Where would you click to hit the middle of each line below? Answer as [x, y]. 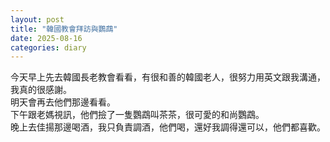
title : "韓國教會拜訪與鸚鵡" [64, 29]
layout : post [37, 19]
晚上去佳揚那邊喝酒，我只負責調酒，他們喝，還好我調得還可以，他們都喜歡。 [168, 127]
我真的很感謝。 [41, 90]
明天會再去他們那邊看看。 [63, 102]
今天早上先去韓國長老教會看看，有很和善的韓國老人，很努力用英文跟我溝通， [168, 77]
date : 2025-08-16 [46, 38]
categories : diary [48, 47]
